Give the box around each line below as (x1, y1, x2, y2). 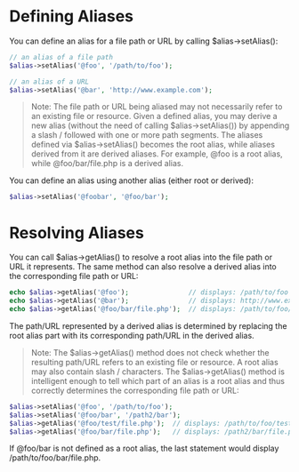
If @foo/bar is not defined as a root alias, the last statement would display (9, 443, 279, 454)
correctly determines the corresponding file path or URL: (30, 385, 239, 396)
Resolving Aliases (9, 222, 144, 243)
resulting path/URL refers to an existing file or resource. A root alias (30, 356, 279, 367)
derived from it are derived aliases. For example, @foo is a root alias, (30, 148, 283, 159)
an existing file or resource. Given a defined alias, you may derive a (30, 111, 278, 122)
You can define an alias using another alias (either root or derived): (9, 175, 254, 186)
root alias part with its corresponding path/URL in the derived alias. (9, 330, 255, 340)
